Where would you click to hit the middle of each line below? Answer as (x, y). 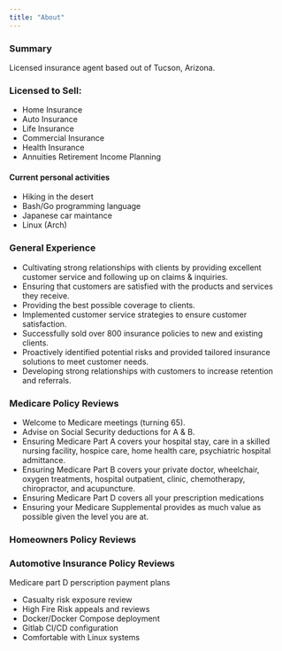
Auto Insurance (50, 120)
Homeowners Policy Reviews (73, 539)
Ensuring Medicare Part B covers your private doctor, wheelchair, (141, 469)
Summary (31, 48)
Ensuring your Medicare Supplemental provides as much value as (141, 508)
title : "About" (37, 17)
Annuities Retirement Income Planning (91, 157)
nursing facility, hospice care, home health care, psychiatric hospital (146, 451)
